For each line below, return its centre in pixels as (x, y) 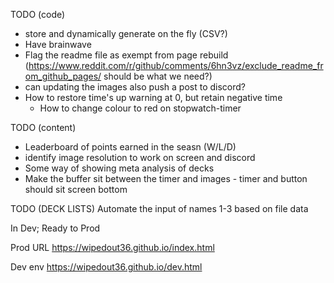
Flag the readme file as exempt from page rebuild (126, 55)
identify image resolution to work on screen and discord (140, 157)
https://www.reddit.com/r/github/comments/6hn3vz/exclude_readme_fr (176, 65)
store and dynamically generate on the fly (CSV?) (126, 33)
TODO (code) (38, 14)
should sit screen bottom (76, 189)
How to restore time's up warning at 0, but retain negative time (153, 97)
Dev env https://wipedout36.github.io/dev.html (106, 267)
